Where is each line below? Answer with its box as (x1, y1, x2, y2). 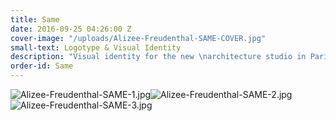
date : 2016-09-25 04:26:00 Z (10, 24, 132, 34)
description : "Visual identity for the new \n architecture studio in (10, 52, 307, 62)
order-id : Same (10, 61, 74, 71)
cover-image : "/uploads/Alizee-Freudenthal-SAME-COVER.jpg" (10, 33, 267, 43)
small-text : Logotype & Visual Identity (10, 42, 182, 53)
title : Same (10, 14, 60, 25)
